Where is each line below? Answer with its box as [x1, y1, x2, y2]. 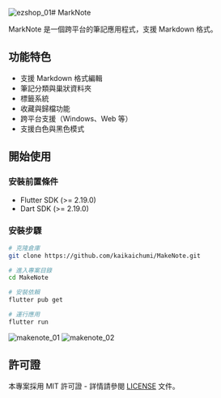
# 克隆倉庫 [8, 243, 40, 252]
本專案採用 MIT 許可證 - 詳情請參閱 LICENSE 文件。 [8, 381, 180, 391]
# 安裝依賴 [8, 288, 40, 297]
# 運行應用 [8, 311, 40, 319]
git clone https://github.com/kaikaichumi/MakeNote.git [8, 252, 201, 260]
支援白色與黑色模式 [19, 124, 85, 133]
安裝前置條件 [8, 176, 59, 188]
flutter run [8, 318, 49, 326]
